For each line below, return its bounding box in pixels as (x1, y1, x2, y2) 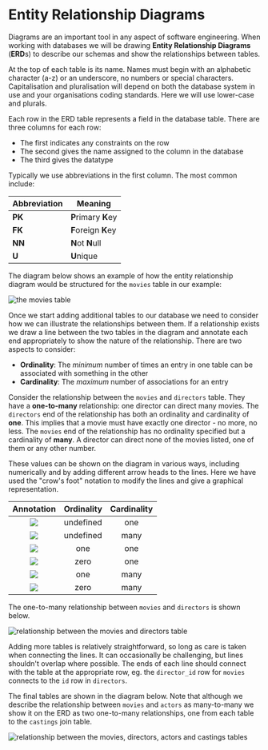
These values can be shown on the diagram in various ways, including (8, 458, 240, 469)
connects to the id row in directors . (8, 676, 128, 685)
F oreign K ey (70, 224, 117, 235)
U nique (70, 250, 98, 261)
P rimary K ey (70, 211, 118, 222)
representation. (8, 484, 58, 493)
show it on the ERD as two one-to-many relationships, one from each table (8, 708, 254, 717)
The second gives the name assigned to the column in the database (19, 146, 244, 156)
